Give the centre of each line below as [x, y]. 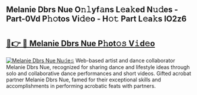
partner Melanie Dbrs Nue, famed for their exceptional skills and [84, 80]
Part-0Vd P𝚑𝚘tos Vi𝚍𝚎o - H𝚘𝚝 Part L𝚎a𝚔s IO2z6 [96, 19]
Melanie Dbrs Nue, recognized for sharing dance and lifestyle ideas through [98, 67]
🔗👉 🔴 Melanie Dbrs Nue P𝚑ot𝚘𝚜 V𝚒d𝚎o [81, 43]
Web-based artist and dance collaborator [125, 60]
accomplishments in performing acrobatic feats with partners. [81, 86]
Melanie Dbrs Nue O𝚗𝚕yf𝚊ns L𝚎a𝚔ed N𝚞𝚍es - [92, 10]
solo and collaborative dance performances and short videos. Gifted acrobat [99, 73]
